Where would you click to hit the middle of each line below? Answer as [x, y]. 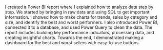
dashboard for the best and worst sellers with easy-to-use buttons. [72, 43]
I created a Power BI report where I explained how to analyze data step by [79, 7]
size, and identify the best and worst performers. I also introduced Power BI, [82, 22]
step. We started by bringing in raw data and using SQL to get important [77, 12]
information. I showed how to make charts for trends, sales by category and [81, 17]
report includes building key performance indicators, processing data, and [80, 32]
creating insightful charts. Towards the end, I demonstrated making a [74, 37]
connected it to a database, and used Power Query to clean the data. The [79, 27]
